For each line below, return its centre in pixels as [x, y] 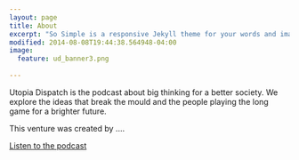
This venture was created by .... [67, 128]
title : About [33, 26]
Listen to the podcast [48, 145]
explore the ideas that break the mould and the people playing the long [139, 101]
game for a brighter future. [58, 111]
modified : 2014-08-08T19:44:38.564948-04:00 [93, 42]
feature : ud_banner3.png [63, 59]
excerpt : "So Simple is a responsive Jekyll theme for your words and [143, 34]
